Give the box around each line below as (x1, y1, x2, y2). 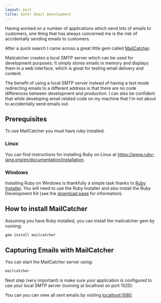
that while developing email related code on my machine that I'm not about (5, 95, 156, 101)
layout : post (5, 7, 32, 12)
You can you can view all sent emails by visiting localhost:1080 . (5, 292, 134, 298)
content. (5, 70, 22, 76)
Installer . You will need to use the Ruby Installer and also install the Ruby (5, 185, 151, 191)
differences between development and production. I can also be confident (5, 90, 156, 96)
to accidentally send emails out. (5, 101, 70, 107)
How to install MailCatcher (5, 205, 88, 213)
